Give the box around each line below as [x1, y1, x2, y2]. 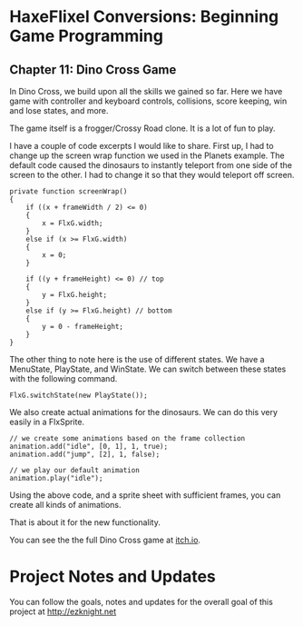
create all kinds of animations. [9, 500, 122, 510]
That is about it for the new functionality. [9, 517, 161, 528]
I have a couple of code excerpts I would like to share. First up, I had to [9, 141, 274, 151]
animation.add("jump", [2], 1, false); [9, 450, 161, 459]
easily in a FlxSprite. [9, 416, 84, 427]
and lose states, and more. [9, 105, 109, 115]
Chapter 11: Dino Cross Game [9, 62, 177, 77]
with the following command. [9, 373, 118, 383]
